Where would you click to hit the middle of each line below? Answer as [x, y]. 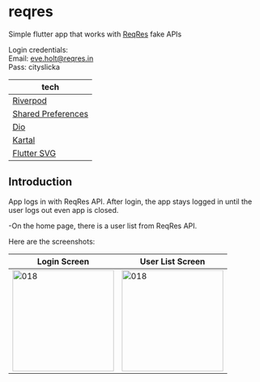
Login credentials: [38, 49]
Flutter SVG [34, 153]
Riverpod [30, 100]
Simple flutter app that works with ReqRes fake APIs [95, 34]
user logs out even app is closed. [64, 210]
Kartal [24, 140]
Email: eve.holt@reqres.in [51, 58]
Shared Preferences [51, 113]
